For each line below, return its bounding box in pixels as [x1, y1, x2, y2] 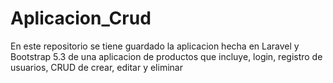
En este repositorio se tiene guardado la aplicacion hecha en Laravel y [10, 40, 300, 52]
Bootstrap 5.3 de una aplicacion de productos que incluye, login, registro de [10, 50, 323, 62]
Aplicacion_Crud [10, 7, 152, 30]
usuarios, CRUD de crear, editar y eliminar [10, 61, 183, 73]
